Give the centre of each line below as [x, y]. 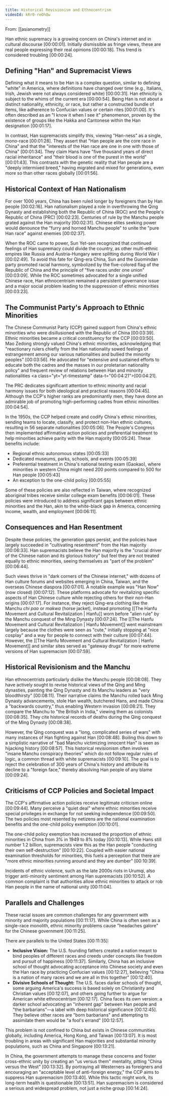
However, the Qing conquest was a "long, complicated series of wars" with [83, 732]
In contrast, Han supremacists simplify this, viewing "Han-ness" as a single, [84, 136]
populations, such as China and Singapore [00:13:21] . [60, 1047]
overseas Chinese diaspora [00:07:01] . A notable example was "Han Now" [82, 587]
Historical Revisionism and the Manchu [68, 667]
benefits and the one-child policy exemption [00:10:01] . [62, 824]
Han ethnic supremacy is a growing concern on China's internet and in [78, 39]
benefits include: [23, 443]
